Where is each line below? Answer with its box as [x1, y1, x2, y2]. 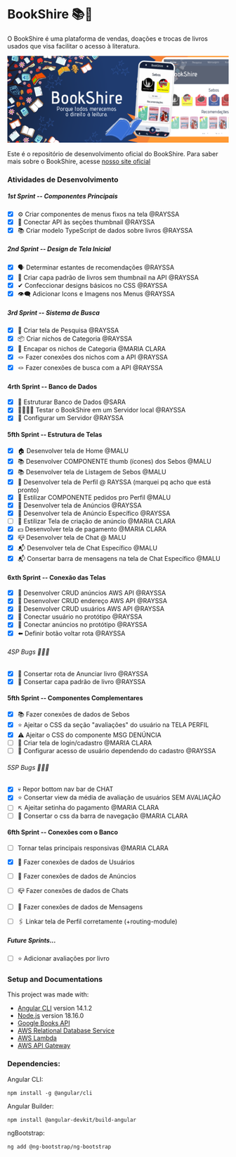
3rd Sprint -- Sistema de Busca [7, 308, 100, 317]
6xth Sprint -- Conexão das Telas [7, 573, 107, 581]
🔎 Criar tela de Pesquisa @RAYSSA [17, 326, 119, 334]
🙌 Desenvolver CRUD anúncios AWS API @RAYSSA [17, 589, 166, 598]
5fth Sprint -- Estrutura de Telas [7, 431, 103, 438]
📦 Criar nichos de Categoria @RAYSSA [17, 334, 133, 343]
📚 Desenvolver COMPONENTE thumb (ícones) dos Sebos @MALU [17, 457, 212, 465]
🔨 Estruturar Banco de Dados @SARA [17, 398, 126, 406]
